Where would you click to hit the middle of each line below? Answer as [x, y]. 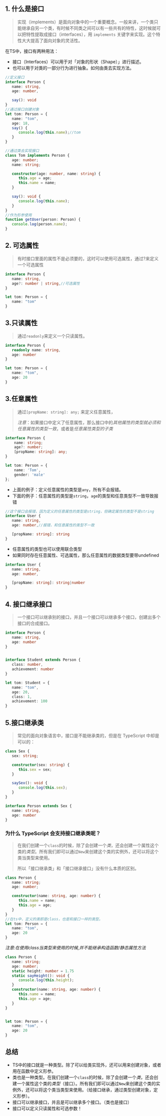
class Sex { [17, 751]
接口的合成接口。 [35, 623]
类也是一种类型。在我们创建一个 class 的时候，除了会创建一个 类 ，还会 [83, 1077]
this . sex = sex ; [35, 769]
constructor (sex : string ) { [41, 765]
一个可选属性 [30, 265]
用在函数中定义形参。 [34, 1071]
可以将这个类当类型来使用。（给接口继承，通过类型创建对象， [91, 1090]
